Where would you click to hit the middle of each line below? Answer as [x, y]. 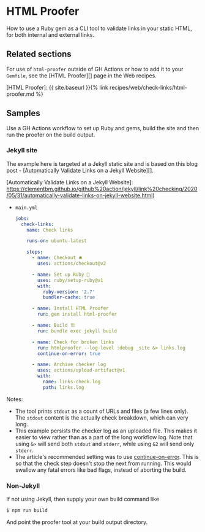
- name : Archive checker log [69, 365]
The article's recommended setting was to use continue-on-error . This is [107, 456]
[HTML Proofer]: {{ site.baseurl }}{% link [57, 87]
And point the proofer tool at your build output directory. [77, 522]
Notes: [15, 399]
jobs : [22, 218]
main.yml [26, 208]
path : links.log [63, 387]
